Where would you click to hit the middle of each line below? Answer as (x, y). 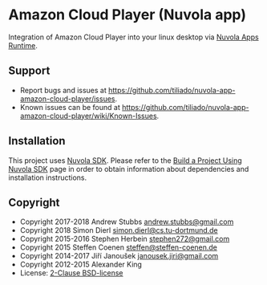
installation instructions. (48, 177)
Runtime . (23, 45)
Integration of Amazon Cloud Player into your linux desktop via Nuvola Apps (133, 37)
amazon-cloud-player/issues (67, 99)
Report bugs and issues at (63, 90)
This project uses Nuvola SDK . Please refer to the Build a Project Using (125, 160)
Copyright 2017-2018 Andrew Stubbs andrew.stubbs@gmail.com (127, 222)
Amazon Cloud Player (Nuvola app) (127, 15)
